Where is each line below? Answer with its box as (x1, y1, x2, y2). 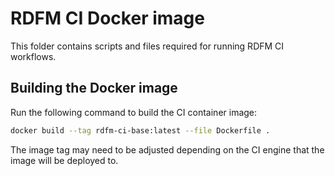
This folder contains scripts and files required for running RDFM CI (10, 40, 285, 52)
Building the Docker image (10, 80, 178, 97)
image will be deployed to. (10, 154, 119, 166)
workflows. (10, 50, 57, 62)
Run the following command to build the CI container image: (10, 106, 258, 118)
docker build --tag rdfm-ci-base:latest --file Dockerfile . (10, 125, 271, 136)
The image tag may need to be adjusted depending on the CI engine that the (10, 143, 325, 156)
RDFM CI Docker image (10, 7, 205, 30)
